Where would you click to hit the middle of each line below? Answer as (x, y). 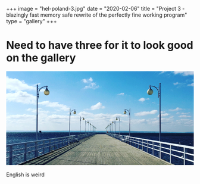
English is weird (25, 174)
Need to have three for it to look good (100, 46)
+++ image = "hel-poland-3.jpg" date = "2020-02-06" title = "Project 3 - (96, 9)
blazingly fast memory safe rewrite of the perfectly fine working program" (97, 15)
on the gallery (41, 58)
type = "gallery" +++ (32, 21)
